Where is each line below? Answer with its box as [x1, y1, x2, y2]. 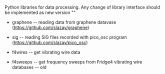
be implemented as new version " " [4, 9, 76, 15]
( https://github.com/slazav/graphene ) [11, 24, 89, 30]
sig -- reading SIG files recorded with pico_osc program [11, 34, 127, 40]
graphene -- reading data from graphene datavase [11, 19, 116, 25]
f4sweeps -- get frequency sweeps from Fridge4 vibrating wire [11, 59, 142, 64]
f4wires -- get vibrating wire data [11, 49, 80, 55]
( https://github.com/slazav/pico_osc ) [11, 39, 88, 45]
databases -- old [11, 64, 47, 70]
